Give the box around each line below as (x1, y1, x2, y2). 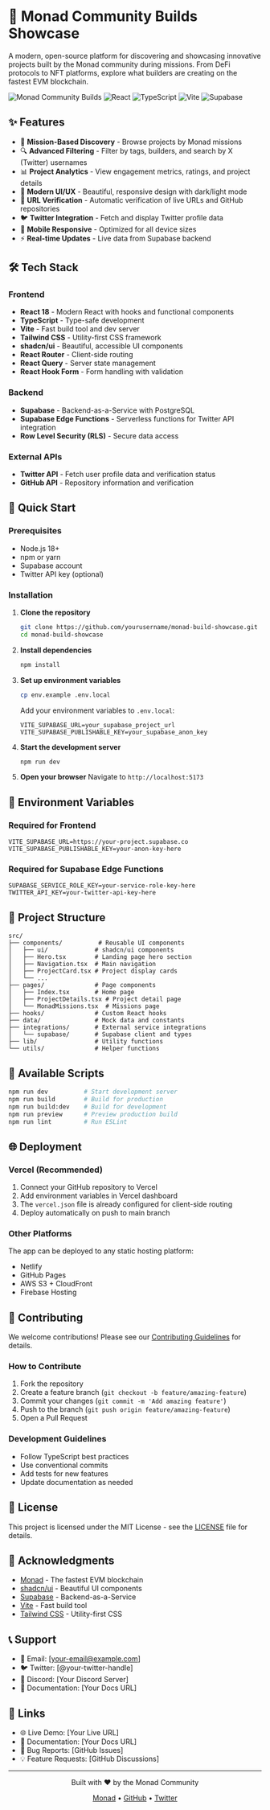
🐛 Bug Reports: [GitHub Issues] (19, 1746, 124, 1755)
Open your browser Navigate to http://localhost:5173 (19, 772, 204, 782)
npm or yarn (19, 552, 61, 562)
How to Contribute (8, 1361, 82, 1372)
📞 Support (8, 1632, 57, 1646)
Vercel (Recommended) (8, 1164, 103, 1175)
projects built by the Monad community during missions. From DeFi (8, 60, 231, 69)
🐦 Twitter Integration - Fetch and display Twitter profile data (19, 212, 223, 222)
